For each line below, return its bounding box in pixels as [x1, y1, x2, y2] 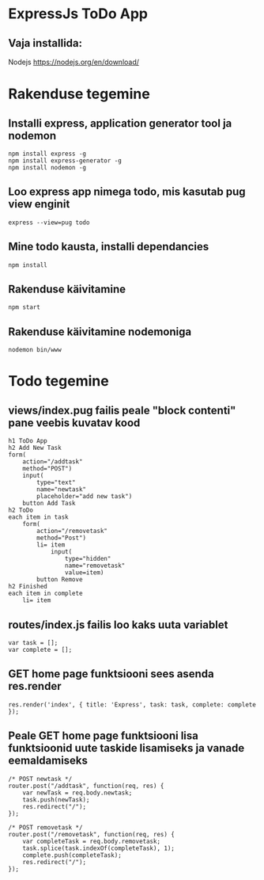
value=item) [64, 569, 104, 577]
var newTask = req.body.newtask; [22, 789, 133, 797]
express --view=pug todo [8, 219, 90, 227]
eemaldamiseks [8, 754, 89, 768]
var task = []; [8, 639, 58, 647]
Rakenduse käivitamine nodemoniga [8, 325, 192, 338]
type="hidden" [64, 555, 111, 563]
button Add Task [22, 500, 77, 508]
